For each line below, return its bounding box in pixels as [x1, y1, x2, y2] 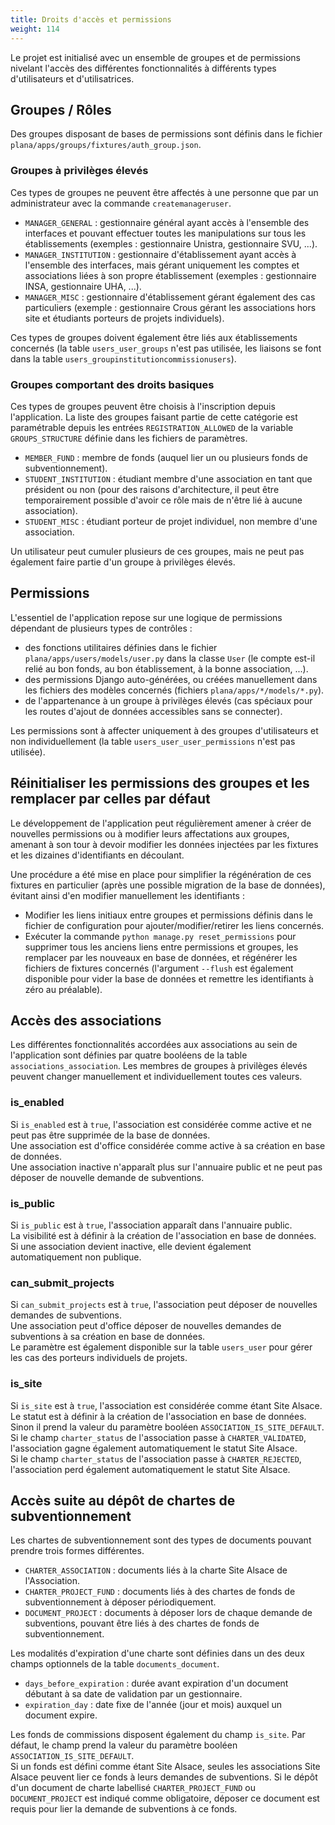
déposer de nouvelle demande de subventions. [10, 1171, 205, 1183]
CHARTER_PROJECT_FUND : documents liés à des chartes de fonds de [24, 1586, 296, 1598]
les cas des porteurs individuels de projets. [10, 1352, 188, 1364]
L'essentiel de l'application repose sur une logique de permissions [10, 611, 283, 623]
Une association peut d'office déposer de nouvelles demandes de [10, 1320, 282, 1332]
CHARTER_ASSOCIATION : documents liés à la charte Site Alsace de [24, 1564, 288, 1576]
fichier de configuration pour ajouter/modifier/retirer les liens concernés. [24, 919, 325, 931]
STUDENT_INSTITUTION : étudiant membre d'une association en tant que [24, 472, 313, 485]
